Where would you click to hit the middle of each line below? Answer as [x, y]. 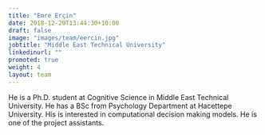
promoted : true [34, 60]
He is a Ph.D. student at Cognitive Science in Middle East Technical [119, 97]
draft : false [30, 30]
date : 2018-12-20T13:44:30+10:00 [64, 23]
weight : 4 [25, 67]
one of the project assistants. [56, 122]
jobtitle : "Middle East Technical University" [87, 45]
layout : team [30, 75]
